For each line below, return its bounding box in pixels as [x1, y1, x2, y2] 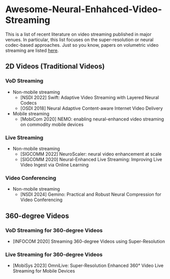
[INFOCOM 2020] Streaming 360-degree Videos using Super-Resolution [12, 238, 165, 244]
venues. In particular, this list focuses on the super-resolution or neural [5, 37, 154, 43]
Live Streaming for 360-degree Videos [5, 251, 103, 258]
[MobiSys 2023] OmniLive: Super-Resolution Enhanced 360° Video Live [12, 263, 164, 269]
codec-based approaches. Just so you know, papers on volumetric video [5, 42, 159, 48]
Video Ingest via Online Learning [20, 162, 89, 168]
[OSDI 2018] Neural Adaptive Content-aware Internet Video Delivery [20, 105, 163, 111]
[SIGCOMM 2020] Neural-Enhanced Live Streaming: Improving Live [20, 156, 162, 162]
